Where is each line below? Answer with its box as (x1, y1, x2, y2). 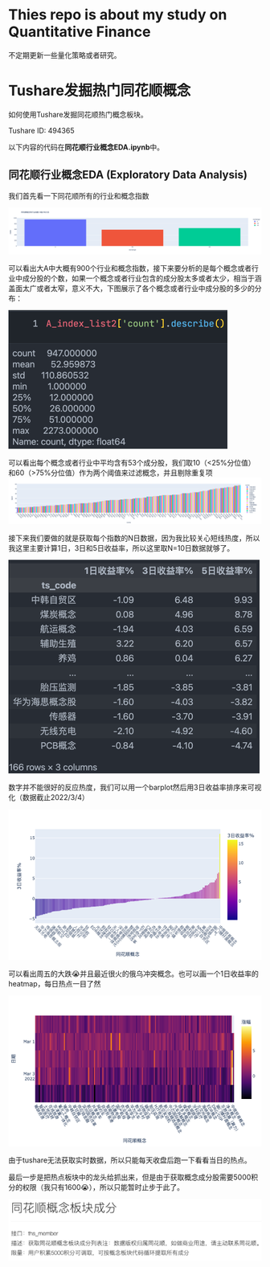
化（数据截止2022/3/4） (8, 792, 90, 802)
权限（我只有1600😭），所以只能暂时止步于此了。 (22, 1182, 185, 1191)
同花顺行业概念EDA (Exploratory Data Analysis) (8, 168, 247, 182)
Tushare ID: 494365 (8, 125, 75, 135)
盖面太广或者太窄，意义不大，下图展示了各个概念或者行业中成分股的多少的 (8, 283, 255, 293)
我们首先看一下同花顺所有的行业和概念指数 (8, 191, 149, 200)
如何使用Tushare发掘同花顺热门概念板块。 (8, 109, 149, 119)
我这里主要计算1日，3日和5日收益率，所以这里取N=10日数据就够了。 (8, 543, 235, 552)
